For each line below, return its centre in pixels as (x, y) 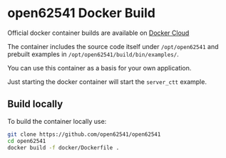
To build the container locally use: (57, 121)
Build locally (35, 104)
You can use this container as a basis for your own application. (99, 68)
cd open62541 (27, 141)
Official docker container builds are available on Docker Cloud (98, 33)
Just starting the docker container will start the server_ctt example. (107, 81)
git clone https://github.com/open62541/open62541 (84, 134)
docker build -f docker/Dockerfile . (63, 147)
